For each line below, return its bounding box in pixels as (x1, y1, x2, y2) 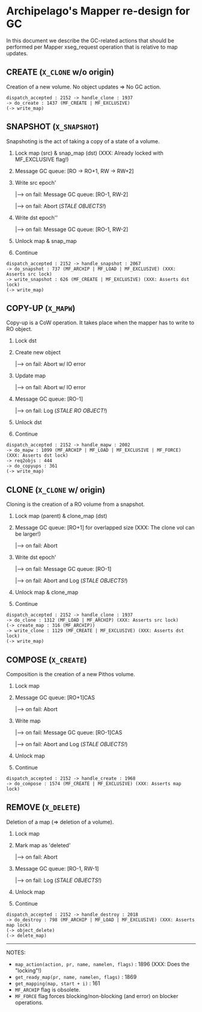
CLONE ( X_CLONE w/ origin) (6, 484, 105, 495)
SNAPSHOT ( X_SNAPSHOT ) (6, 122, 99, 132)
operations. (14, 999, 44, 1006)
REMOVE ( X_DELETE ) (6, 802, 81, 813)
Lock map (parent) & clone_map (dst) (14, 513, 108, 520)
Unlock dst (14, 419, 42, 426)
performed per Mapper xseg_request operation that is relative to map (6, 43, 178, 51)
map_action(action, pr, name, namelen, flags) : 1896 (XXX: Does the (14, 960, 190, 967)
